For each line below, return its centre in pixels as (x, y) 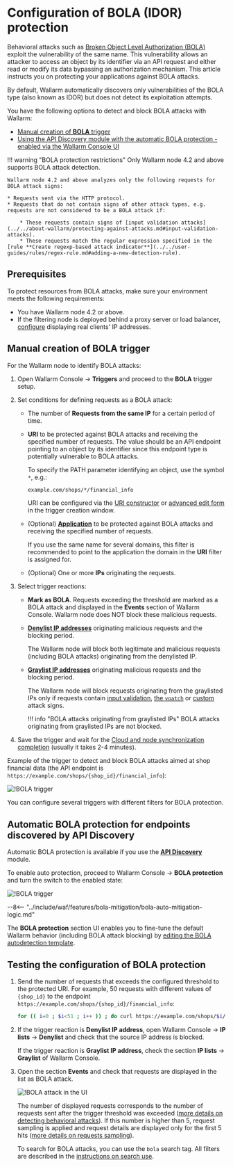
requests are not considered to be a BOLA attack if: (87, 210)
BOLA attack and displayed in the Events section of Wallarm (113, 607)
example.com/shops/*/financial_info (80, 490)
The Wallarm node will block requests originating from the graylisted (125, 691)
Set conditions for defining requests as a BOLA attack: (95, 400)
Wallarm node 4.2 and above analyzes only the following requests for (111, 180)
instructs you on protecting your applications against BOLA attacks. (103, 76)
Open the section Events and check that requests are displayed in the (117, 1071)
